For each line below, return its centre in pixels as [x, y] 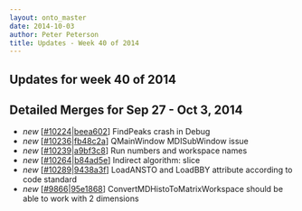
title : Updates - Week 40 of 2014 [75, 43]
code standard [50, 179]
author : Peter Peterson [54, 34]
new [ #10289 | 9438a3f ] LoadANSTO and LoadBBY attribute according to [157, 170]
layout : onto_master [48, 18]
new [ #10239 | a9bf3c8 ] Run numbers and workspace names [135, 151]
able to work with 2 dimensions [80, 198]
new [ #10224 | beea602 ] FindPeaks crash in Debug [116, 132]
